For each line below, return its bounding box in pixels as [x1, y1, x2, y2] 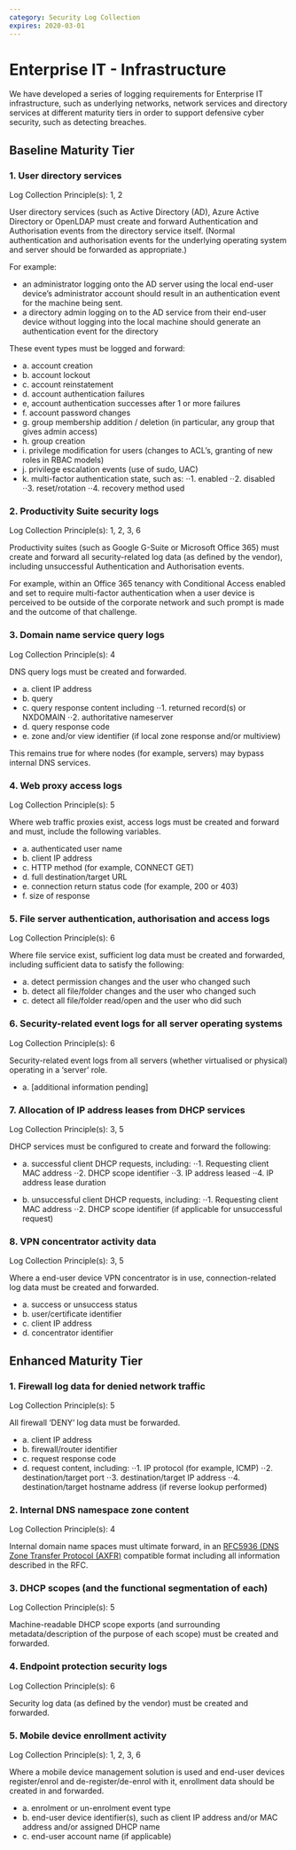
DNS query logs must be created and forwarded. [9, 666, 187, 677]
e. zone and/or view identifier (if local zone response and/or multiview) [21, 730, 281, 741]
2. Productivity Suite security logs [9, 505, 160, 517]
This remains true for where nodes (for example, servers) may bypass [9, 747, 264, 759]
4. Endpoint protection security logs [9, 1660, 167, 1673]
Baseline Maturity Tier [9, 143, 135, 158]
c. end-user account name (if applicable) [21, 1831, 172, 1842]
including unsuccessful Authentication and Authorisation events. [9, 561, 245, 572]
